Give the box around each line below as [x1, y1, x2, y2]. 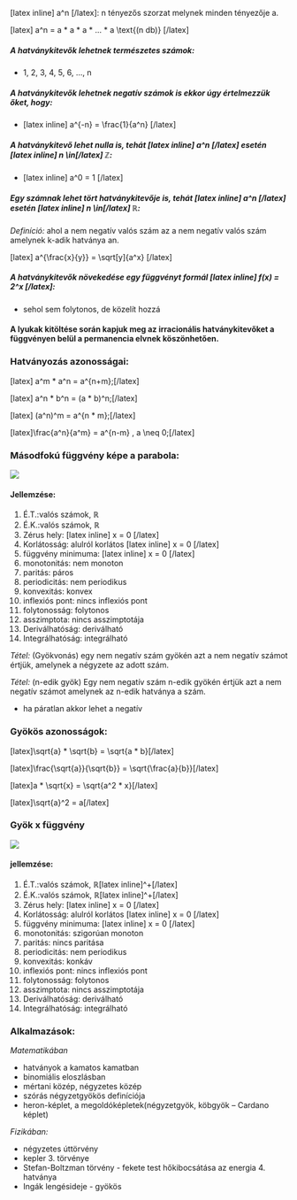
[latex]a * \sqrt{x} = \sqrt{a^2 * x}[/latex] [10, 780, 158, 790]
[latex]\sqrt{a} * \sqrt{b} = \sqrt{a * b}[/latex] [10, 745, 175, 756]
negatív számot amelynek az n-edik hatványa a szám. [10, 686, 206, 697]
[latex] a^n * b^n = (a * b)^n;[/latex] [10, 393, 138, 404]
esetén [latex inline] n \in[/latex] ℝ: [10, 203, 141, 213]
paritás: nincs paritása [22, 937, 104, 948]
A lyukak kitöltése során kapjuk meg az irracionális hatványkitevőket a [10, 324, 275, 335]
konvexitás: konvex [22, 586, 93, 596]
